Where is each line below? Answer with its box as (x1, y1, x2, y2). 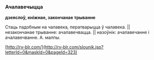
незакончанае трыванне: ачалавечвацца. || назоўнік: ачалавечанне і (5, 30, 150, 35)
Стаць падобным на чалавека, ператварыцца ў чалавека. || (5, 24, 130, 30)
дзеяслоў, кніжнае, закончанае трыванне (5, 15, 96, 21)
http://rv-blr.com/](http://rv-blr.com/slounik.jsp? (6, 44, 104, 50)
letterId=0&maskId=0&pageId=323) (5, 49, 78, 55)
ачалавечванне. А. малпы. (5, 34, 61, 40)
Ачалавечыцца (5, 3, 43, 10)
